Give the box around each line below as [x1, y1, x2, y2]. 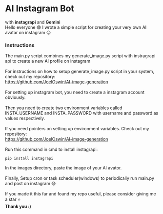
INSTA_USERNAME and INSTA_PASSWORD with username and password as [5, 110, 159, 116]
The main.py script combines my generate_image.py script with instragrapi [5, 53, 156, 59]
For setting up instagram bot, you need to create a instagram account [5, 89, 145, 95]
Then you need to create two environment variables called [5, 105, 122, 111]
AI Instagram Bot [5, 3, 75, 14]
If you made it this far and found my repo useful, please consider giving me [5, 191, 156, 197]
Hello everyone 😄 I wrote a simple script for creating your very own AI [5, 24, 147, 30]
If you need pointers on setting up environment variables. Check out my [5, 126, 149, 132]
